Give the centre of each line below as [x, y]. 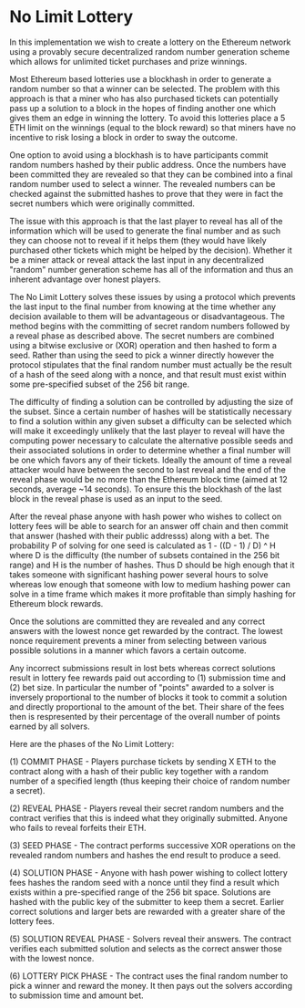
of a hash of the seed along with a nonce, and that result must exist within [148, 374]
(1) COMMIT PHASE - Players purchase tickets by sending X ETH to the [143, 761]
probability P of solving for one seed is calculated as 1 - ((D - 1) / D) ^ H [142, 546]
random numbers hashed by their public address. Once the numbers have [148, 164]
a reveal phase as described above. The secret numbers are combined [142, 336]
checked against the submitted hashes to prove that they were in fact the [147, 193]
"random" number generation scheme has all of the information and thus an [152, 269]
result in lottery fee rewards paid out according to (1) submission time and [148, 678]
